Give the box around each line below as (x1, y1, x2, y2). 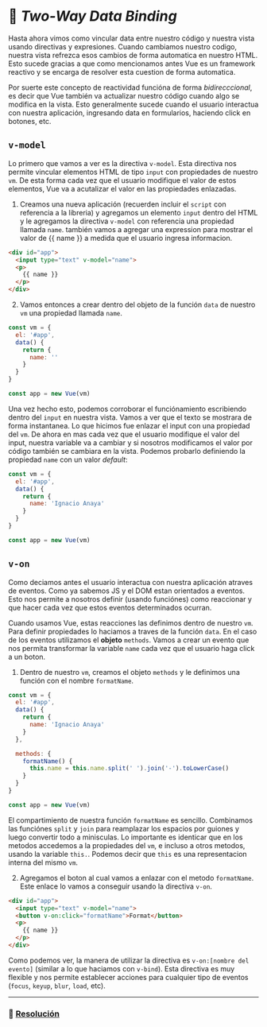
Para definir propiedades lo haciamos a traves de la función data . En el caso (8, 626, 257, 636)
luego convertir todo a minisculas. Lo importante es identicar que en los (8, 832, 244, 842)
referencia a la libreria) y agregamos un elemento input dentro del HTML (19, 207, 258, 217)
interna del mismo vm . (8, 858, 78, 867)
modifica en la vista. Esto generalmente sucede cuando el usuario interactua (8, 99, 259, 109)
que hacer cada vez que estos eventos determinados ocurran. (8, 603, 212, 612)
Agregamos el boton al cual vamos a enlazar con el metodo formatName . (19, 873, 254, 882)
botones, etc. (8, 116, 52, 126)
